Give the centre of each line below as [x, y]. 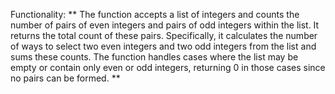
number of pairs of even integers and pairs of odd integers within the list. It [165, 25]
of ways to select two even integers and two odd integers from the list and [163, 46]
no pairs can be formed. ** [65, 78]
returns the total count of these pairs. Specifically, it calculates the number [164, 35]
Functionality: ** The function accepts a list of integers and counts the [155, 14]
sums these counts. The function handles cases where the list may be [154, 57]
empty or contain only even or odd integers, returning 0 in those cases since [168, 67]
